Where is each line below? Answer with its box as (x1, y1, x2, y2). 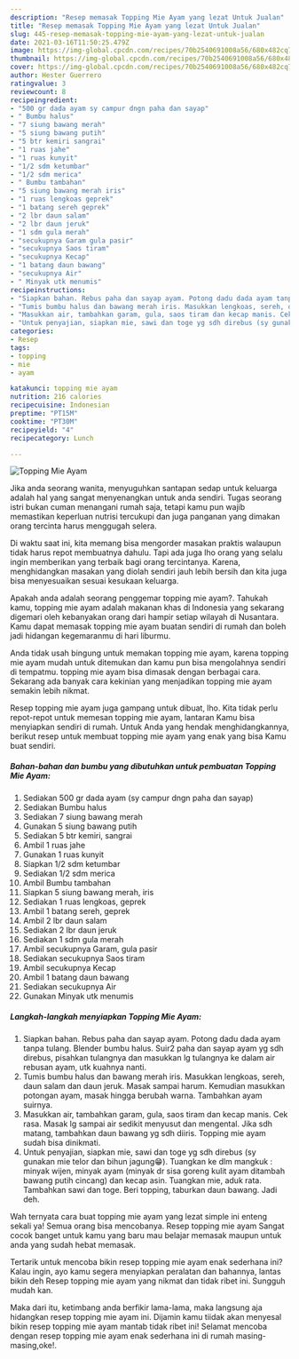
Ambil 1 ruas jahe (22, 840, 86, 851)
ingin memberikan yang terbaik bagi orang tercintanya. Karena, (10, 557, 240, 568)
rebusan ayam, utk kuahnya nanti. (22, 1062, 147, 1073)
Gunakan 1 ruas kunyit (22, 849, 105, 860)
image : (10, 46, 35, 55)
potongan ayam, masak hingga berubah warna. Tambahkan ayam (22, 1090, 263, 1101)
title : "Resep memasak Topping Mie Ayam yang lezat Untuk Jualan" (10, 21, 261, 30)
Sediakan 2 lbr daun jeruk (22, 925, 117, 935)
